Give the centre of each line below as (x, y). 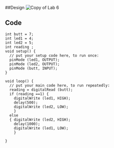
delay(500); (26, 103)
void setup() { (20, 51)
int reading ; (19, 47)
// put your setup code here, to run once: (54, 55)
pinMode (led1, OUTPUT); (35, 60)
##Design (15, 8)
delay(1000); (27, 124)
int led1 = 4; (19, 38)
